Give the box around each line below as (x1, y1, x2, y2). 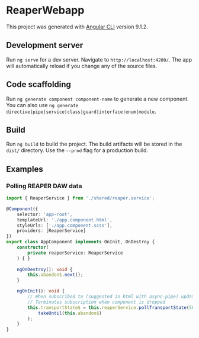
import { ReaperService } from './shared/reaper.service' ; (6, 195, 155, 201)
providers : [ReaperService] (17, 228, 86, 234)
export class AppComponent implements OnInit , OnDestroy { (6, 239, 155, 245)
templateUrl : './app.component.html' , (17, 217, 113, 223)
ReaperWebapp (6, 4, 85, 17)
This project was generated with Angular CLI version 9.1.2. (6, 23, 148, 30)
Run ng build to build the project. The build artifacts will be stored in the (6, 140, 182, 148)
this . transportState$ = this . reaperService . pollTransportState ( (27, 304, 190, 311)
